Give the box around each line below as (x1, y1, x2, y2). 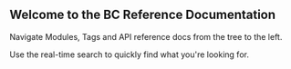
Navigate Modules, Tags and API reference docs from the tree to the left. (9, 31, 283, 42)
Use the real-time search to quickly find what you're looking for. (9, 49, 249, 60)
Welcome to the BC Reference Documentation (9, 7, 276, 23)
